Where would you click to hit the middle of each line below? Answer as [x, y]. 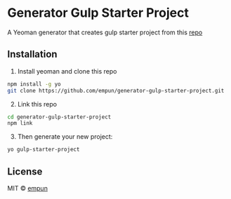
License [25, 171]
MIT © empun [27, 188]
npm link [20, 123]
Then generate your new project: [65, 137]
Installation [32, 54]
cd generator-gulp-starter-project [59, 117]
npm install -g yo [34, 84]
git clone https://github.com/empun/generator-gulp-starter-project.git [116, 90]
